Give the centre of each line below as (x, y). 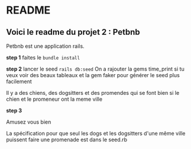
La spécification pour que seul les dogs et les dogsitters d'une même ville (96, 133)
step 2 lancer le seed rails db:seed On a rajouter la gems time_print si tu (95, 69)
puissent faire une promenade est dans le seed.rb (67, 140)
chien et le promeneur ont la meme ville (54, 99)
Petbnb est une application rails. (45, 46)
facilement (19, 81)
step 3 (14, 110)
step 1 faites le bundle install (43, 57)
